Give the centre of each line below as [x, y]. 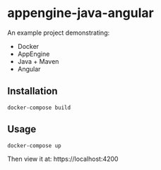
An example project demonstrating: [59, 33]
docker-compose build [39, 108]
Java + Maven [38, 61]
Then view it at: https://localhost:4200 [63, 159]
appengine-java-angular [80, 13]
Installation [32, 91]
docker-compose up [34, 146]
